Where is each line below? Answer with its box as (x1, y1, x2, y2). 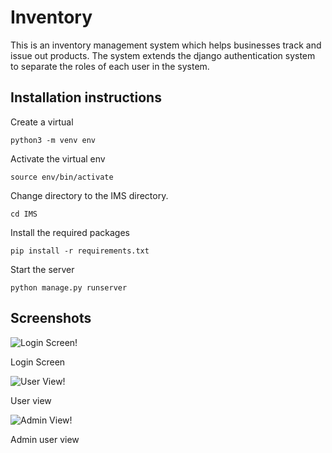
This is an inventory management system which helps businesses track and (10, 39, 322, 51)
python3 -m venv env (10, 135, 97, 145)
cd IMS (10, 209, 38, 219)
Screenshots (10, 310, 92, 327)
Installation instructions (10, 89, 162, 106)
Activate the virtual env (10, 152, 106, 165)
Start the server (10, 263, 75, 275)
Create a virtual (10, 116, 74, 128)
